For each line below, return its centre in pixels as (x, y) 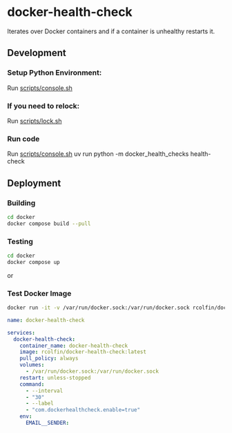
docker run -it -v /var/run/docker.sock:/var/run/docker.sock (98, 308)
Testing (20, 241)
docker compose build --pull (49, 223)
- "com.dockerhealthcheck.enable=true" (83, 410)
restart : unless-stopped (55, 378)
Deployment (34, 183)
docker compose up (33, 262)
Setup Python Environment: (55, 73)
